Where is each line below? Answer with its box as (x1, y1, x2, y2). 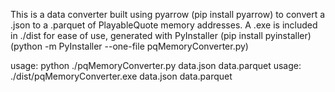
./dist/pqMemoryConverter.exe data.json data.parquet (10, 70, 233, 82)
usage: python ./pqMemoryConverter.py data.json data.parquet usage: (10, 60, 302, 71)
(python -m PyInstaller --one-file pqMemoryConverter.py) (10, 40, 249, 52)
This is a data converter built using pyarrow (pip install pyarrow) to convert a (10, 9, 326, 20)
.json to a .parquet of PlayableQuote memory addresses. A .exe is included (10, 19, 318, 31)
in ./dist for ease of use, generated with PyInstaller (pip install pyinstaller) (10, 30, 312, 41)
